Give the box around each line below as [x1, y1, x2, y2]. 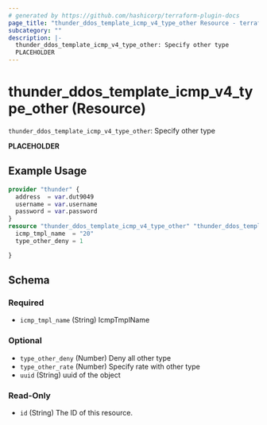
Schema [8, 273, 50, 287]
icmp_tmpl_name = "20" [15, 230, 94, 238]
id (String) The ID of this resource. [19, 408, 133, 417]
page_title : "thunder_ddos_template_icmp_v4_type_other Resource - [8, 19, 237, 27]
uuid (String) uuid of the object [19, 370, 121, 380]
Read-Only [8, 390, 52, 401]
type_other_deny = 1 [15, 237, 83, 245]
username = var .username [15, 200, 98, 208]
